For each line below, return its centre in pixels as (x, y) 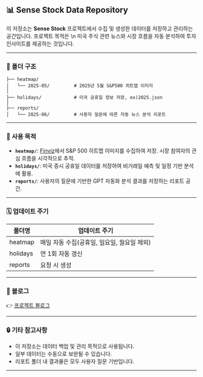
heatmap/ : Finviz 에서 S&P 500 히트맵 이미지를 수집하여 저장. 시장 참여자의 (102, 151)
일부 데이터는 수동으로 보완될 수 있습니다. (63, 354)
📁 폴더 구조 (21, 67)
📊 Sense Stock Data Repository (67, 10)
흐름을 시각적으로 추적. (48, 159)
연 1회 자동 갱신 (61, 254)
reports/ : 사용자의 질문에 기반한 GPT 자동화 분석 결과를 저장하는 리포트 (99, 181)
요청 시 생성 (56, 265)
